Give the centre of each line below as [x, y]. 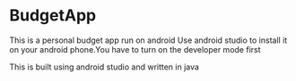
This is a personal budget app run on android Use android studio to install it [148, 40]
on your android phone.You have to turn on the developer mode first [135, 49]
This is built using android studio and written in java [104, 67]
